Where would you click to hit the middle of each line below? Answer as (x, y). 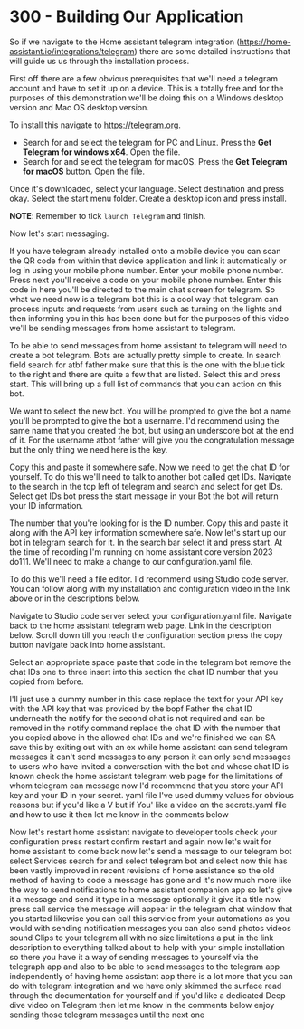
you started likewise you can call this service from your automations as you (150, 918)
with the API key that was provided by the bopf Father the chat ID (131, 709)
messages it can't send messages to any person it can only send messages (150, 757)
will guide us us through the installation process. (100, 61)
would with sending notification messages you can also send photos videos (150, 928)
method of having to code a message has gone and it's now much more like (151, 880)
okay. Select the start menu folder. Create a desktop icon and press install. (148, 198)
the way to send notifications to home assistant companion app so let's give (151, 890)
